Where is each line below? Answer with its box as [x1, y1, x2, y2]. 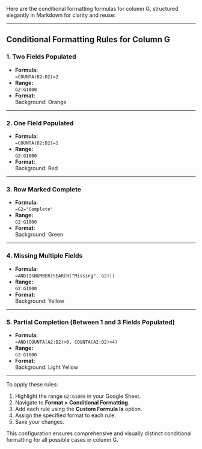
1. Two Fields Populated [6, 52, 76, 61]
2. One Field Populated [6, 119, 74, 127]
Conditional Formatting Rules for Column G [6, 34, 170, 45]
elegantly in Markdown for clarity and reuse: [6, 11, 116, 19]
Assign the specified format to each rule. [14, 412, 116, 419]
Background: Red [14, 164, 58, 172]
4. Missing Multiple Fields [6, 252, 83, 260]
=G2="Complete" [14, 206, 54, 212]
